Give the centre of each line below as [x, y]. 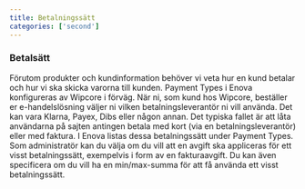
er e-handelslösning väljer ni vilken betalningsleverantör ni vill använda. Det [151, 106]
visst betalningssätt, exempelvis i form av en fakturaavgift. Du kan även [143, 154]
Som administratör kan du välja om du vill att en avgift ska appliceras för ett [151, 145]
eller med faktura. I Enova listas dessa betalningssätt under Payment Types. [152, 135]
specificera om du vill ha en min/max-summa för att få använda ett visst [144, 164]
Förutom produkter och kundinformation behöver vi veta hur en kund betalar [152, 77]
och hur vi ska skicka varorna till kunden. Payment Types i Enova [131, 87]
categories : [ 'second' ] [55, 26]
